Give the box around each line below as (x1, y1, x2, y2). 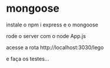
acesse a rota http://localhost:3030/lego (6, 43, 104, 51)
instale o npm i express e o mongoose (6, 21, 99, 28)
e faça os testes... (6, 55, 49, 62)
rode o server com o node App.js (6, 32, 86, 39)
